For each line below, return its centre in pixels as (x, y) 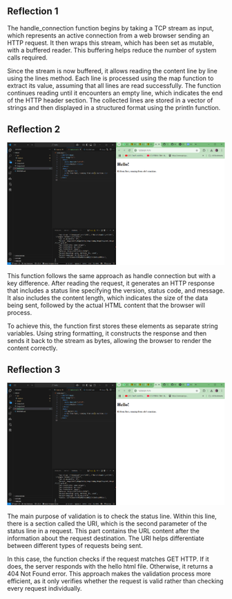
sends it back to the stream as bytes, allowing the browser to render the (109, 340)
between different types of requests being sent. (75, 545)
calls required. (28, 57)
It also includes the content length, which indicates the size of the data (108, 297)
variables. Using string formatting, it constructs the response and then (107, 333)
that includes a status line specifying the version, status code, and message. (116, 291)
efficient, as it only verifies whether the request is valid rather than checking (115, 581)
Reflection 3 (34, 370)
